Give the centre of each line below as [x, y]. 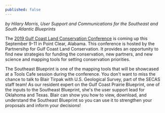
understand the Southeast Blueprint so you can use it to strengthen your [79, 100]
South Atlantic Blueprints [30, 29]
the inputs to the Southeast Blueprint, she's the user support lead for [75, 89]
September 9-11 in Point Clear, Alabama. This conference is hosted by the [80, 43]
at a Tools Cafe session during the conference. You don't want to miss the [80, 74]
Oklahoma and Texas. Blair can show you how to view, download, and [76, 95]
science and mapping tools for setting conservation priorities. [68, 59]
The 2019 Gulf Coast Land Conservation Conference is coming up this [76, 38]
